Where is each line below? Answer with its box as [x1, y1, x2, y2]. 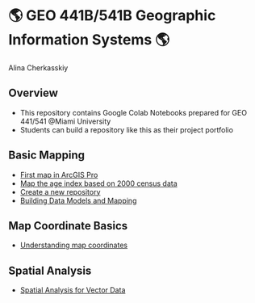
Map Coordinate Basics [8, 219, 128, 233]
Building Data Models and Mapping [19, 196, 137, 205]
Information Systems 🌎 [8, 31, 170, 49]
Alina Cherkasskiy [8, 62, 69, 73]
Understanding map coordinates [19, 240, 127, 250]
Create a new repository [19, 187, 101, 196]
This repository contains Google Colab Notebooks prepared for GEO [19, 107, 248, 117]
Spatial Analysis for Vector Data [19, 285, 126, 295]
